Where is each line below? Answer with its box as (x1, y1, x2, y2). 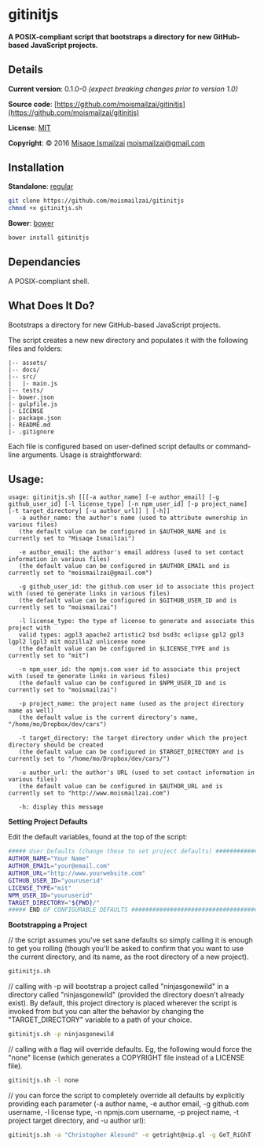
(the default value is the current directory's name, (18, 714, 199, 721)
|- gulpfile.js (8, 400, 58, 408)
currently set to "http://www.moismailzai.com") (8, 789, 170, 798)
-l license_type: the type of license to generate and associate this (18, 618, 255, 625)
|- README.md (8, 421, 51, 429)
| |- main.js (8, 379, 58, 387)
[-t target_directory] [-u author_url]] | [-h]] (8, 507, 170, 515)
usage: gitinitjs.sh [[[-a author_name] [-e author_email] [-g (8, 493, 220, 501)
